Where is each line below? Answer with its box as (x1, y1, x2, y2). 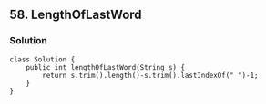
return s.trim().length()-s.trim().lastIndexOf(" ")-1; (42, 71, 259, 80)
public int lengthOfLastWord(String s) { (26, 62, 185, 71)
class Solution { (9, 54, 76, 64)
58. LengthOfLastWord (9, 7, 143, 23)
